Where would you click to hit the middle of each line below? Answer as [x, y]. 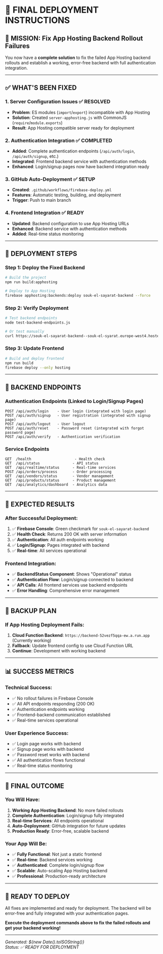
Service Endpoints [27, 449]
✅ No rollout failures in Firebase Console [53, 698]
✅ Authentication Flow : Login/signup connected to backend [73, 580]
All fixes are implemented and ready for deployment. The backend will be [78, 908]
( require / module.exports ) [37, 123]
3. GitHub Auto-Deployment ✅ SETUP [50, 179]
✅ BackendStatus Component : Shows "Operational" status [72, 574]
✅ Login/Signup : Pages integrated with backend [61, 545]
